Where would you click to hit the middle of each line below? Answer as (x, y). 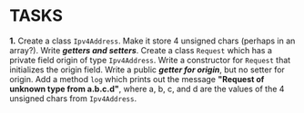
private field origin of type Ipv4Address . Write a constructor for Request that (150, 60)
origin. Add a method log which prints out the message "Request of (137, 79)
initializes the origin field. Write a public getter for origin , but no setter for (147, 70)
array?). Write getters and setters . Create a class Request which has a (141, 50)
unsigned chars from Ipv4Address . (73, 98)
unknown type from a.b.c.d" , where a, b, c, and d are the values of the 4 (147, 89)
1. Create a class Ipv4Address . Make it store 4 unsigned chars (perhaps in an (152, 41)
